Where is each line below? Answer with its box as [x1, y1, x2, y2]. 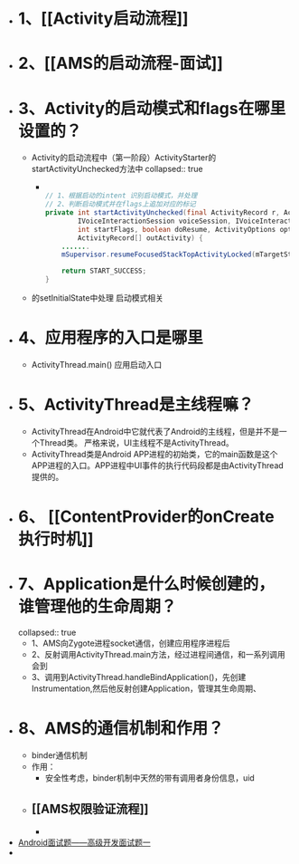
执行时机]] [17, 529, 94, 550]
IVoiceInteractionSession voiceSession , [77, 216, 232, 226]
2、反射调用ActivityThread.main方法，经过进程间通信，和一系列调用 [31, 649, 286, 660]
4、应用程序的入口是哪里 [17, 328, 203, 349]
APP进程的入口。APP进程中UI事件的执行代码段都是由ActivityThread [31, 459, 285, 471]
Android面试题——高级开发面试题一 [17, 837, 151, 848]
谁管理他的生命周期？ [17, 597, 177, 617]
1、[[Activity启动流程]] [17, 8, 189, 29]
